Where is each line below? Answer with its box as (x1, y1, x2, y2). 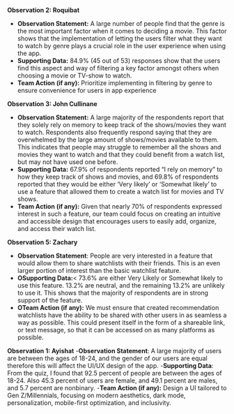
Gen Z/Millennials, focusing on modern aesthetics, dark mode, (7, 391, 186, 399)
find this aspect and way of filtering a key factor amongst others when (17, 64, 219, 72)
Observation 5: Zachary (7, 238, 78, 246)
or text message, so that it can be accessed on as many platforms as (17, 326, 215, 334)
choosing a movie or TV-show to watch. (17, 71, 132, 80)
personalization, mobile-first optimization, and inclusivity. (7, 399, 172, 407)
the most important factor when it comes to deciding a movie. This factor (17, 27, 227, 35)
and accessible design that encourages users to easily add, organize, (17, 217, 217, 226)
